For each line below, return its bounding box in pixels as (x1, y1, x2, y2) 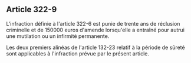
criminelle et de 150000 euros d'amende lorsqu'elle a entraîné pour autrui (6, 26, 185, 33)
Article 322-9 (6, 5, 57, 15)
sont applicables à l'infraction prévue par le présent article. (6, 50, 149, 57)
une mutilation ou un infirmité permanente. (6, 32, 110, 40)
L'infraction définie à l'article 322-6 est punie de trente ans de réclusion (6, 20, 180, 27)
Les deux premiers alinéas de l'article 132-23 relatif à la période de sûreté (6, 44, 185, 51)
